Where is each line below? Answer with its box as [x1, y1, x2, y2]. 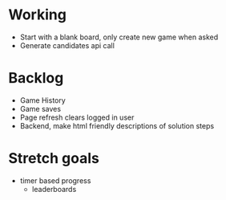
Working [8, 6, 67, 24]
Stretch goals [8, 149, 100, 168]
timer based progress [19, 175, 91, 186]
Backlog [8, 69, 64, 88]
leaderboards [31, 184, 77, 194]
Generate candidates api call [19, 40, 115, 50]
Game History [19, 95, 66, 105]
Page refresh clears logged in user [19, 112, 135, 122]
